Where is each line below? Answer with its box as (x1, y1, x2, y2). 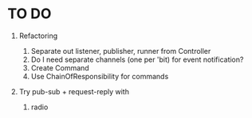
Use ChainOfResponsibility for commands (30, 71, 169, 81)
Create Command (30, 63, 89, 72)
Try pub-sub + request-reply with (18, 86, 129, 96)
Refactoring (18, 31, 58, 40)
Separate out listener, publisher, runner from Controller (30, 46, 211, 55)
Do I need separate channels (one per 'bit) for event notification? (30, 55, 244, 64)
